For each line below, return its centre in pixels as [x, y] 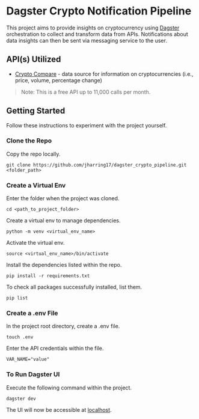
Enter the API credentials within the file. [55, 348]
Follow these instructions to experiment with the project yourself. [87, 125]
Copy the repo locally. [33, 154]
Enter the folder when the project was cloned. [63, 198]
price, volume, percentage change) [58, 80]
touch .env [20, 337]
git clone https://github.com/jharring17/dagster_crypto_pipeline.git [96, 165]
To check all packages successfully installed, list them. [74, 287]
